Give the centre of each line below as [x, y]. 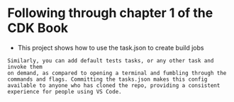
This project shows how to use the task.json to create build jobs [111, 47]
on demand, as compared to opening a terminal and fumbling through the [117, 73]
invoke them [25, 67]
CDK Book [38, 28]
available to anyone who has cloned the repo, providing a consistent [114, 85]
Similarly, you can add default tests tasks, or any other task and [111, 61]
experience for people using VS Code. [65, 91]
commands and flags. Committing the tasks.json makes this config [107, 79]
